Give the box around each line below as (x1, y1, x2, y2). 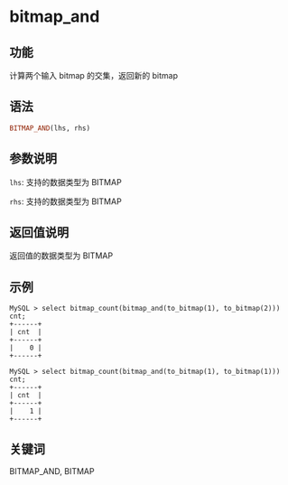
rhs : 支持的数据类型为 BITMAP (9, 196, 122, 207)
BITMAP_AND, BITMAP (9, 465, 95, 476)
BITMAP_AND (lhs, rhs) (9, 124, 91, 133)
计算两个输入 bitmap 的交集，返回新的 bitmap (9, 70, 179, 80)
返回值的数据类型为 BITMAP (9, 250, 114, 261)
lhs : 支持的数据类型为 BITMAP (9, 176, 122, 187)
